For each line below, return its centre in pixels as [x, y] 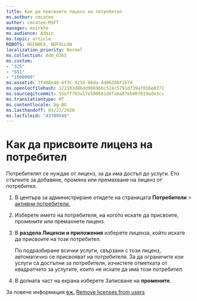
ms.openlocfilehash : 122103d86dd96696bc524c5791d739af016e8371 [85, 88]
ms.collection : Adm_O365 [36, 55]
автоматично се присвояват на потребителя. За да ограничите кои [99, 257]
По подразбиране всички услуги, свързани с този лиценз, [88, 250]
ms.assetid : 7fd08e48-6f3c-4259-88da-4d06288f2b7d [69, 83]
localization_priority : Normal [44, 50]
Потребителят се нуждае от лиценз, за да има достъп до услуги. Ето [93, 174]
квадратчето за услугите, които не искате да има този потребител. [99, 269]
